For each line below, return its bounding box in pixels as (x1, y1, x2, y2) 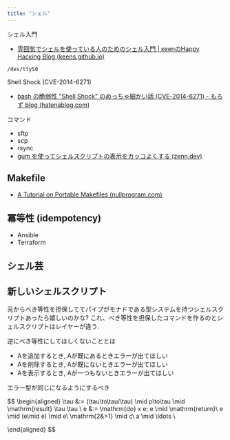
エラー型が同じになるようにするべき (7, 383, 110, 392)
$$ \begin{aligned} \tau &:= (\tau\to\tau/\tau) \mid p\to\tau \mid (7, 397, 185, 406)
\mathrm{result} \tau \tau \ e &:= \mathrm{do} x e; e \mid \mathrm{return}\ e (7, 405, 224, 413)
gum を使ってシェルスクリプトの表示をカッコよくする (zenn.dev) (17, 152, 202, 160)
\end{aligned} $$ (7, 426, 56, 434)
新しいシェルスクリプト (7, 286, 107, 297)
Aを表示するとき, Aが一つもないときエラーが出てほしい (17, 369, 174, 377)
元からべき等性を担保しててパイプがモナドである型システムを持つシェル (7, 305, 212, 314)
